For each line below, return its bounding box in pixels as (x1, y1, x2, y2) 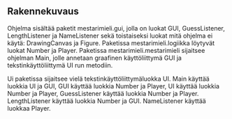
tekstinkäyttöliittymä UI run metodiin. (7, 61, 113, 69)
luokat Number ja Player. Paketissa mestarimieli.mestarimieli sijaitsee (7, 46, 205, 54)
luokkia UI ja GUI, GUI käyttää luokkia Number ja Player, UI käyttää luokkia (7, 81, 220, 90)
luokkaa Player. (7, 104, 51, 112)
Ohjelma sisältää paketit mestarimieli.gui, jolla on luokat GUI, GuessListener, (7, 24, 226, 32)
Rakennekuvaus (7, 6, 79, 17)
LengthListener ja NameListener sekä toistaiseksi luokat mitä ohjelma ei (7, 31, 213, 40)
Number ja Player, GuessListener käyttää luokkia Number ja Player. (7, 89, 199, 97)
